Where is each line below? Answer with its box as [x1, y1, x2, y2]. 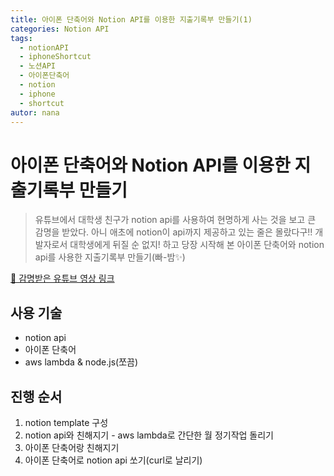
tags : [10, 33, 33, 43]
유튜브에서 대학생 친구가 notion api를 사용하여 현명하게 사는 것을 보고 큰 [34, 214, 317, 226]
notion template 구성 [24, 416, 109, 428]
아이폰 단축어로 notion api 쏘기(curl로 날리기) [24, 454, 203, 466]
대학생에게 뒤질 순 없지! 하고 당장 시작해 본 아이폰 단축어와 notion [69, 239, 325, 251]
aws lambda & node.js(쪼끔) [24, 356, 139, 368]
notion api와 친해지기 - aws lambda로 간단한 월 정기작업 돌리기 [24, 429, 274, 441]
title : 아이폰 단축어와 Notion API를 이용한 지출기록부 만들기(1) [10, 14, 253, 25]
